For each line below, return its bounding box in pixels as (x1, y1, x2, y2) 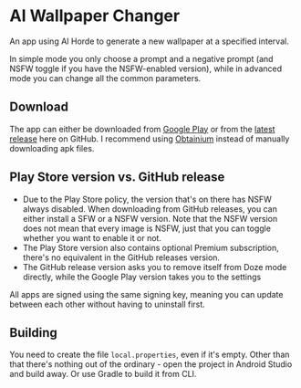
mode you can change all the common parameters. (9, 72, 202, 83)
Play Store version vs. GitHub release (9, 170, 225, 185)
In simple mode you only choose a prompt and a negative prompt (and (9, 53, 274, 64)
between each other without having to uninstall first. (9, 299, 205, 309)
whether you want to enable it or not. (22, 232, 162, 243)
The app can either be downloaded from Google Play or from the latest (9, 123, 275, 134)
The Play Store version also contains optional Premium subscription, (22, 242, 280, 253)
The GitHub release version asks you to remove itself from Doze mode (22, 261, 287, 272)
